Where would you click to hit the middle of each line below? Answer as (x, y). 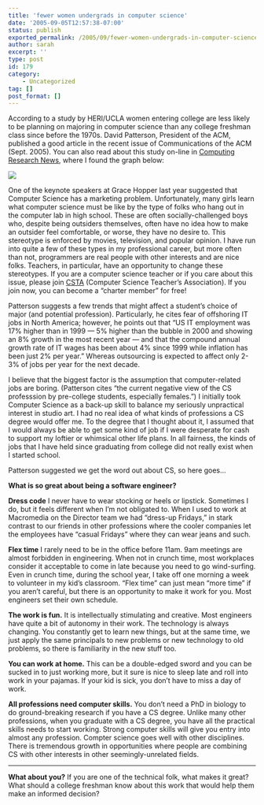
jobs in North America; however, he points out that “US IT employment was (129, 323)
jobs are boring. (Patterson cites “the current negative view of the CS (120, 388)
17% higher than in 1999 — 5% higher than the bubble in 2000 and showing (130, 331)
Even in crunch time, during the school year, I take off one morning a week (128, 575)
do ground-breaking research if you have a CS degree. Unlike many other (127, 713)
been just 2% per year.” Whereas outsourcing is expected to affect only (124, 356)
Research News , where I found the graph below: (86, 160)
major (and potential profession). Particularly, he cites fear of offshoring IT (128, 314)
